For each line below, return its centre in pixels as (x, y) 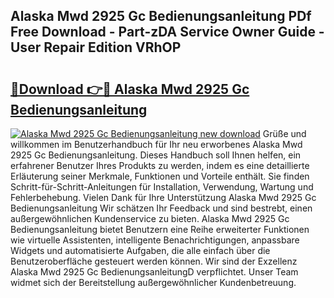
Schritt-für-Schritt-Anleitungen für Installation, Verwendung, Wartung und (162, 187)
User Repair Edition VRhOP (96, 47)
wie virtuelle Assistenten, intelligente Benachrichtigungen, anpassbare (155, 240)
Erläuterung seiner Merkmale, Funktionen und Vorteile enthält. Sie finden (160, 176)
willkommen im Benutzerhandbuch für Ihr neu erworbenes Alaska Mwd (156, 144)
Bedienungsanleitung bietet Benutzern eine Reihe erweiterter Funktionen (160, 229)
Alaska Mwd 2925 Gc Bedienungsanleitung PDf (161, 16)
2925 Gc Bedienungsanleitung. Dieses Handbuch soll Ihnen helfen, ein (156, 155)
